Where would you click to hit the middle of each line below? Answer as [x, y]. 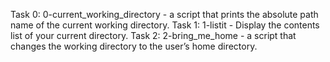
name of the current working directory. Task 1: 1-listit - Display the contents [165, 25]
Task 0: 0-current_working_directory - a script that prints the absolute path [164, 14]
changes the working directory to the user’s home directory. [134, 46]
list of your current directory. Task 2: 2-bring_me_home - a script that [153, 35]
